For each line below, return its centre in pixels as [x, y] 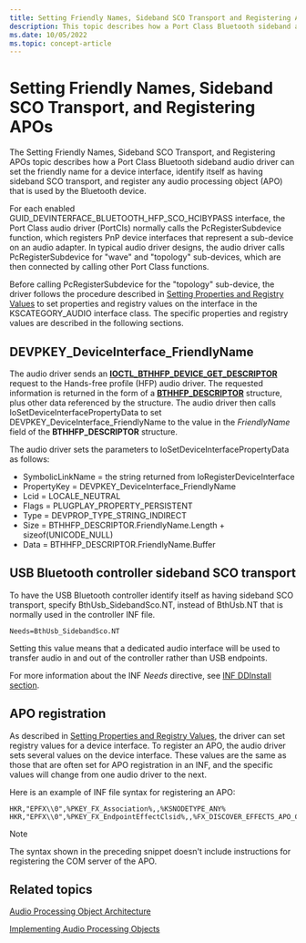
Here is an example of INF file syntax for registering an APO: [122, 792]
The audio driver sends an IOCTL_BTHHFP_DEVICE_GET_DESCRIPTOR [143, 374]
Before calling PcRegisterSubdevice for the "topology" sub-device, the [142, 284]
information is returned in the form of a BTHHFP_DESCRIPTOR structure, [146, 393]
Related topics [51, 890]
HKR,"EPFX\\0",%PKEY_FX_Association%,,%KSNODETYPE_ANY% [117, 809]
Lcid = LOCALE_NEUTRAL [71, 496]
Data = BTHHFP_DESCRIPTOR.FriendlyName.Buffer [119, 544]
